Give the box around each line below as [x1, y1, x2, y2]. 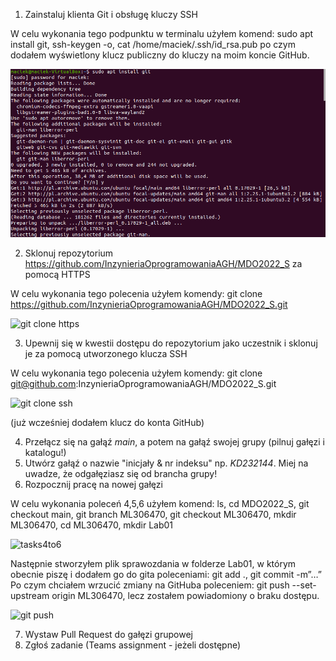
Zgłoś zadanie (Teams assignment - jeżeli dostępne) [24, 639, 242, 651]
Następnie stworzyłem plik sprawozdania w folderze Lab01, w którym [10, 558, 297, 570]
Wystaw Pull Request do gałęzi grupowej [24, 629, 193, 641]
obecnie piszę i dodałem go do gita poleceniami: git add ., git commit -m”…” [10, 569, 322, 581]
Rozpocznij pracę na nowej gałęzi [24, 479, 163, 491]
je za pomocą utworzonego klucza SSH [24, 348, 188, 360]
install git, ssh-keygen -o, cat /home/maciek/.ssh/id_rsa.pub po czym [10, 39, 296, 50]
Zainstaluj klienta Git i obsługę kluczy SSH [24, 9, 198, 20]
